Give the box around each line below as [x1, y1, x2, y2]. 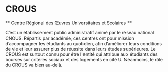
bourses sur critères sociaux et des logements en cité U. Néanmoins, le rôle [5, 56, 163, 62]
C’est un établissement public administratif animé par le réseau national [5, 29, 154, 35]
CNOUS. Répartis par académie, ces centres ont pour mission [5, 35, 134, 41]
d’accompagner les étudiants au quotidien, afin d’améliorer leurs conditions [5, 40, 162, 46]
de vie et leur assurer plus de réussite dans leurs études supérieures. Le [5, 46, 156, 52]
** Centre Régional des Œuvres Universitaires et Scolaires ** [5, 20, 132, 26]
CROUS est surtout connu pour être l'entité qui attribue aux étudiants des [5, 51, 158, 57]
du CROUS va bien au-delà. [5, 62, 63, 68]
